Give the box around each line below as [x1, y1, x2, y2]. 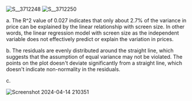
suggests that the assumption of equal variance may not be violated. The [6, 53, 183, 60]
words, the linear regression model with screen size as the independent [6, 29, 179, 36]
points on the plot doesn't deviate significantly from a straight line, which [6, 59, 183, 66]
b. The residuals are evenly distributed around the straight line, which [6, 47, 174, 54]
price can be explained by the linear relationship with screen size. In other [6, 23, 185, 30]
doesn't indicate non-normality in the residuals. [6, 66, 120, 73]
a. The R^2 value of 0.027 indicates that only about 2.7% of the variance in [6, 17, 187, 23]
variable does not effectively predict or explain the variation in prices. [6, 36, 174, 42]
